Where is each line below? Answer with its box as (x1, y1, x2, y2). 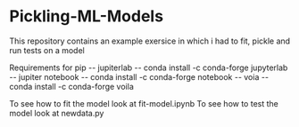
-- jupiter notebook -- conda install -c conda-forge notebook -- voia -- (9, 71, 270, 82)
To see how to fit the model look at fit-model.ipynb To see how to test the (9, 98, 278, 108)
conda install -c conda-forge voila (9, 81, 134, 91)
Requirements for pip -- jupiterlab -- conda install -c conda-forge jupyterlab (9, 62, 288, 73)
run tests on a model (9, 44, 85, 55)
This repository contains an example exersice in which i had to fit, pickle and (9, 36, 291, 46)
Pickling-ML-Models (9, 6, 163, 27)
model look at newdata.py (9, 107, 104, 118)
